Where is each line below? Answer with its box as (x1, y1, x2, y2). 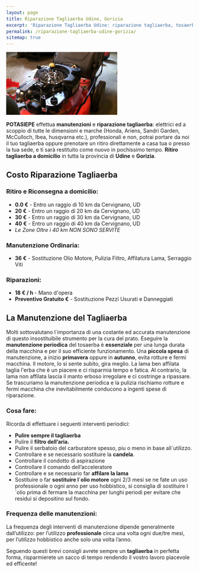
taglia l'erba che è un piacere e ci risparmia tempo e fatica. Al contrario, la (6, 366, 187, 374)
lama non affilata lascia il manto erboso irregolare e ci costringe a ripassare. (6, 373, 191, 380)
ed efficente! (6, 560, 37, 567)
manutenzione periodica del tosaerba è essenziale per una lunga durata (6, 341, 185, 348)
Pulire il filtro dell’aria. (14, 438, 70, 445)
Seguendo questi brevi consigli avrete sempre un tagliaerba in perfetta (6, 547, 179, 554)
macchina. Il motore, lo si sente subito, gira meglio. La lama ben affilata (6, 360, 179, 367)
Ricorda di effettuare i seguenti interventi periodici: (6, 420, 130, 428)
